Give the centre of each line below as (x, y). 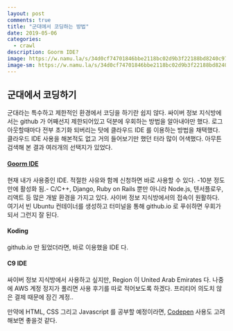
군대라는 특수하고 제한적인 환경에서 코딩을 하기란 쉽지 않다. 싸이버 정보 (102, 113)
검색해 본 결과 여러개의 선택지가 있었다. (60, 147)
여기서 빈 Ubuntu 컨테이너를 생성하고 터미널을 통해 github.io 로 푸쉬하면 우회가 (114, 206)
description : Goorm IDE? (43, 53)
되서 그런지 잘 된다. (33, 215)
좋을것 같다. (41, 321)
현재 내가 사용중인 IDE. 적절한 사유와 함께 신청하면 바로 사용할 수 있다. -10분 (110, 180)
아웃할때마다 (24, 130)
